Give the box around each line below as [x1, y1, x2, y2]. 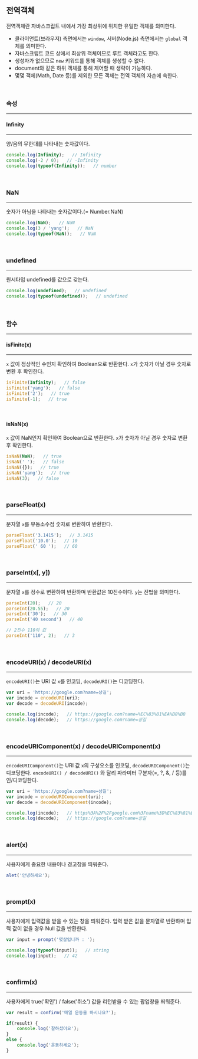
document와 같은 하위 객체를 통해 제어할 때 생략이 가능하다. [14, 64, 153, 71]
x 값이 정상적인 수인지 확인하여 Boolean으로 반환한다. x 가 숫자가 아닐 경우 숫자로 [6, 361, 192, 368]
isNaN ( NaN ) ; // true [6, 453, 62, 459]
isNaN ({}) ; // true [6, 464, 60, 470]
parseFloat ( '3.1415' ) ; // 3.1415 [6, 532, 94, 538]
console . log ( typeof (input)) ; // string [6, 947, 110, 953]
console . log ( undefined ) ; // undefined [6, 288, 107, 294]
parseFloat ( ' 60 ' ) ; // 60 [6, 543, 78, 549]
